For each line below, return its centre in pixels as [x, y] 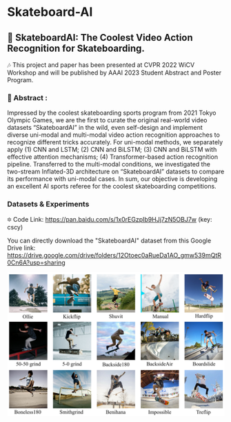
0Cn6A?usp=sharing [36, 262]
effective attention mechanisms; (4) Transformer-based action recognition [113, 157]
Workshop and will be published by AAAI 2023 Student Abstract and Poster [114, 73]
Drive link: [21, 248]
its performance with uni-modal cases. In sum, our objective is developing [112, 179]
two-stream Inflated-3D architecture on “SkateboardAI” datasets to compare [116, 172]
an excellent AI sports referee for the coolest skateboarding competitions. [112, 186]
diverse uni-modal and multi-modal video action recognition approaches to [114, 135]
